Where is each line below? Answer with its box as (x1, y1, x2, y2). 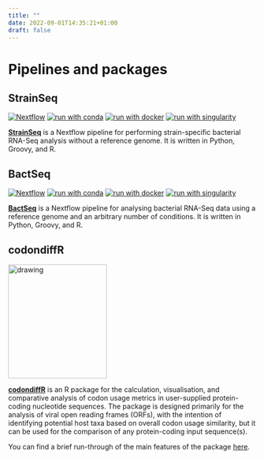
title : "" (8, 11, 41, 20)
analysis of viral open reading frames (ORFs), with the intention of (8, 410, 222, 419)
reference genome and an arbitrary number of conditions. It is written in (8, 212, 241, 222)
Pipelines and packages (8, 60, 168, 78)
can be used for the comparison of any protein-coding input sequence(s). (8, 427, 248, 436)
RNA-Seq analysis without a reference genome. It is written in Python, (8, 136, 235, 146)
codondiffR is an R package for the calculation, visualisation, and (8, 385, 220, 394)
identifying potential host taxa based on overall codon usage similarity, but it (8, 419, 256, 427)
